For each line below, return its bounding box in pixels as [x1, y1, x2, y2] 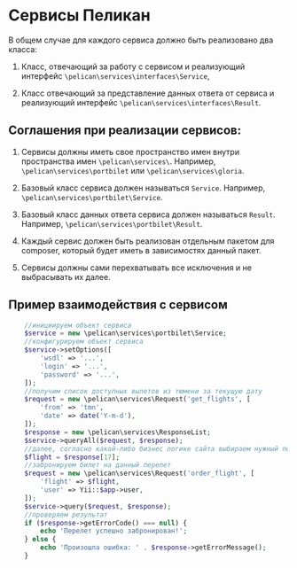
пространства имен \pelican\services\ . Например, [20, 156, 216, 167]
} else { [24, 535, 57, 544]
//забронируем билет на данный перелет [24, 461, 172, 470]
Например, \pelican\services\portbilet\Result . [20, 218, 203, 229]
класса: [8, 43, 37, 54]
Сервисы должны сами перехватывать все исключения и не [20, 262, 252, 273]
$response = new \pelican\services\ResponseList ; [24, 427, 212, 437]
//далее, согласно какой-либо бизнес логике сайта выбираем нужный [24, 444, 278, 453]
